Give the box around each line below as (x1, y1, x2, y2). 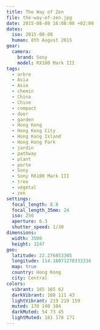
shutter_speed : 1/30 (12, 224, 64, 230)
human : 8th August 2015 (12, 37, 72, 43)
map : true (12, 264, 37, 270)
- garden (12, 116, 34, 122)
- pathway (12, 150, 37, 156)
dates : (6, 26, 23, 32)
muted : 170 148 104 (12, 303, 62, 309)
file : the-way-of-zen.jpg (6, 15, 72, 21)
